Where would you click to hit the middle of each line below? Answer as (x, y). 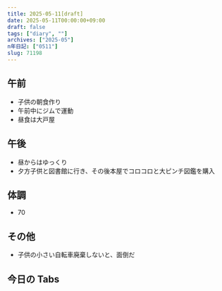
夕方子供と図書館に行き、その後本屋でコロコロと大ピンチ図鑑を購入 (116, 171)
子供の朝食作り (39, 101)
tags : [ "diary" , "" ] (38, 33)
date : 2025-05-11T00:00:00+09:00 (56, 20)
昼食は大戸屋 (36, 119)
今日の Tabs (33, 279)
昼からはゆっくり (42, 162)
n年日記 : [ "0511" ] (33, 47)
